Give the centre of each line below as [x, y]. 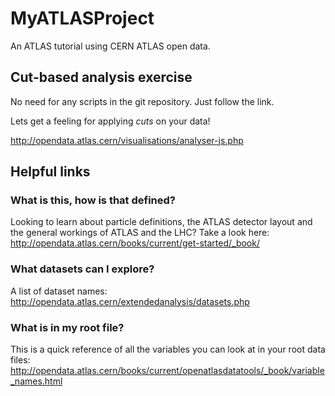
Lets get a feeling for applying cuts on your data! [110, 121]
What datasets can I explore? [82, 269]
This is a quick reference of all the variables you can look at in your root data [168, 349]
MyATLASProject [82, 18]
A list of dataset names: [59, 291]
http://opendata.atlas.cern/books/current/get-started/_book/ [135, 243]
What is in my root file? [67, 327]
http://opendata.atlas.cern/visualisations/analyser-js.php [127, 140]
